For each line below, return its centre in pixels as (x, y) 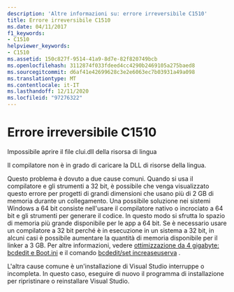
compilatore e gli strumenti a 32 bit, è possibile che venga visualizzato (108, 186)
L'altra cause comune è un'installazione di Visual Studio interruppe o (106, 266)
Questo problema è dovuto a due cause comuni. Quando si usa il (100, 178)
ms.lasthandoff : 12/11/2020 (48, 91)
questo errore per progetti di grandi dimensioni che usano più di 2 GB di (111, 193)
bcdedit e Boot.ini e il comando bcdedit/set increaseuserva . (94, 252)
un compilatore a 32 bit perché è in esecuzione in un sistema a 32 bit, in (111, 230)
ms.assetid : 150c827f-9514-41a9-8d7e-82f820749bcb (82, 59)
